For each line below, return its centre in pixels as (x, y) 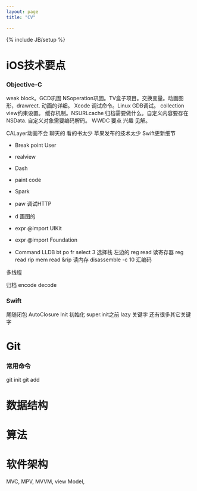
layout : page (22, 12)
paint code (28, 180)
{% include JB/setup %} (36, 39)
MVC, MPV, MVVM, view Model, (46, 481)
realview (25, 156)
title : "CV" (21, 17)
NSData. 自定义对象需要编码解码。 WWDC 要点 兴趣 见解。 (78, 121)
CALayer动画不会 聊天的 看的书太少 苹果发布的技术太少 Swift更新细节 (91, 133)
